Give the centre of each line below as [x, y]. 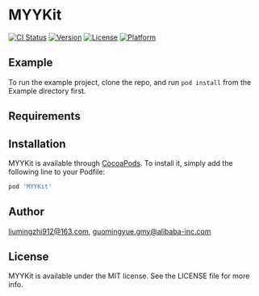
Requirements [44, 116]
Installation [37, 144]
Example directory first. [47, 91]
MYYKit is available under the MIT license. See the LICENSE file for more [129, 276]
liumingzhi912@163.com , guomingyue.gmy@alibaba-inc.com [110, 231]
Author [26, 212]
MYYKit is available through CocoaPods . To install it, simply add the [121, 163]
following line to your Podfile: [57, 171]
